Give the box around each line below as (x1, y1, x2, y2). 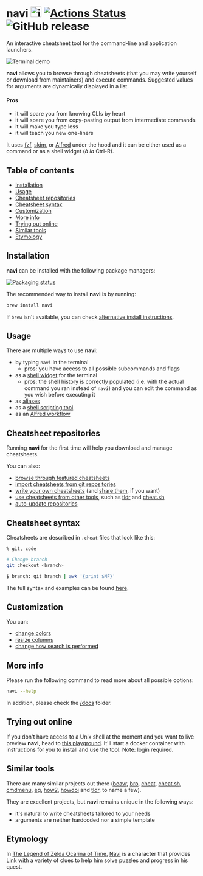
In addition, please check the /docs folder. (6, 700, 112, 707)
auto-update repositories (15, 500, 78, 507)
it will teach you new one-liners (15, 130, 94, 137)
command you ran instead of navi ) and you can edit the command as (24, 384, 198, 392)
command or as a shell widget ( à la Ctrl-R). (6, 148, 114, 155)
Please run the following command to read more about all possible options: (6, 676, 194, 684)
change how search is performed (15, 642, 99, 650)
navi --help (6, 688, 36, 695)
